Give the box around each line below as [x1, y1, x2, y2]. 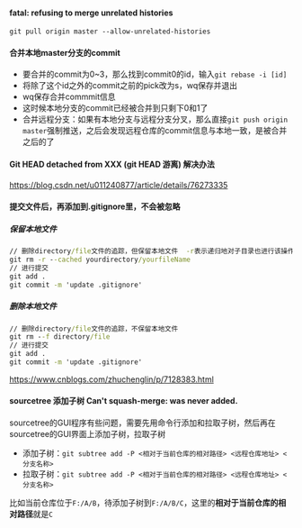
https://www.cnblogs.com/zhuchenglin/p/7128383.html [9, 374, 214, 385]
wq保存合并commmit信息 [22, 91, 116, 103]
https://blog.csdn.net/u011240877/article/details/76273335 [9, 179, 228, 190]
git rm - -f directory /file [9, 332, 111, 341]
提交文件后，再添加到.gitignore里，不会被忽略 [9, 201, 182, 212]
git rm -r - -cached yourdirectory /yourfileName [9, 255, 191, 265]
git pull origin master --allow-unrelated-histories [9, 27, 211, 36]
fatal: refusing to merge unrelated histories [9, 7, 173, 18]
